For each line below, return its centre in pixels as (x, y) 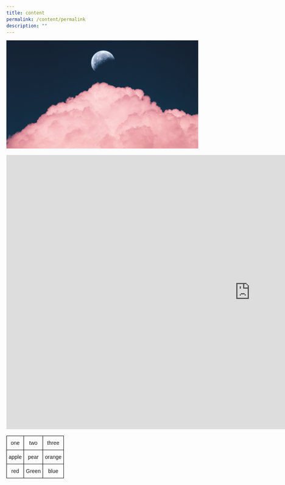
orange (53, 457)
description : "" (27, 26)
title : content (26, 13)
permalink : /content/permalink (46, 19)
